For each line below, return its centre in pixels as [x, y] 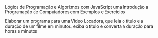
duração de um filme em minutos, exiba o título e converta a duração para [79, 26]
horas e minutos [21, 31]
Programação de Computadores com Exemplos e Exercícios [65, 12]
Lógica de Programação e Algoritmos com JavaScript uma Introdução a [77, 7]
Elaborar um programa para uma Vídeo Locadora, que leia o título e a [74, 21]
